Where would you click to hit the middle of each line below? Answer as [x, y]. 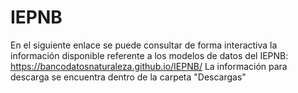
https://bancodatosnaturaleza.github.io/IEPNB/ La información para [149, 66]
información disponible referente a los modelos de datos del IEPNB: [149, 55]
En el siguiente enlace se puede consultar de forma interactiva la [144, 45]
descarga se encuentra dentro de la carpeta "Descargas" [128, 77]
